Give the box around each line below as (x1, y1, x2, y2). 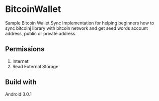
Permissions (5, 45, 45, 53)
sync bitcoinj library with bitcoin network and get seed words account (5, 25, 148, 31)
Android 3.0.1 (5, 91, 32, 97)
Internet (12, 58, 29, 64)
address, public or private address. (5, 30, 77, 36)
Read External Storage (12, 63, 59, 69)
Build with (5, 78, 37, 87)
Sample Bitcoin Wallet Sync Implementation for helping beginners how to (5, 20, 155, 26)
